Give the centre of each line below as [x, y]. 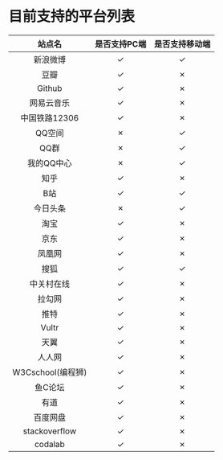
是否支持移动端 [182, 43]
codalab [50, 444]
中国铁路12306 [50, 117]
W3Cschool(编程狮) [50, 372]
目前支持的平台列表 [72, 16]
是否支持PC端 [121, 43]
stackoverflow [50, 431]
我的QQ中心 [49, 163]
